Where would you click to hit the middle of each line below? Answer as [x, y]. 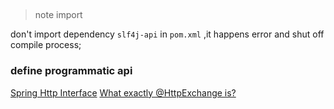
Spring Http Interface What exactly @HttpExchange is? [123, 92]
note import [58, 15]
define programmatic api [71, 71]
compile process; [46, 45]
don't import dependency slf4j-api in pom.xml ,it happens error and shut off [167, 34]
